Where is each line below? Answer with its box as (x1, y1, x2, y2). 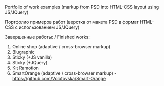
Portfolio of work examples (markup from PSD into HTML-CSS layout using (5, 4, 159, 10)
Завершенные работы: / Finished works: (5, 34, 90, 40)
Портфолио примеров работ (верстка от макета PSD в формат (5, 19, 139, 25)
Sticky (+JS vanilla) (12, 54, 52, 60)
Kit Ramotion (12, 65, 39, 71)
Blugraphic (12, 49, 35, 55)
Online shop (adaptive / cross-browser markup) (12, 44, 111, 49)
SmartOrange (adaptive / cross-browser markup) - (12, 70, 117, 76)
